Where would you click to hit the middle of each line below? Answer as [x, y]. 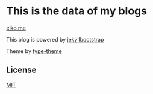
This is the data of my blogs [77, 11]
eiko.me [16, 28]
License [21, 70]
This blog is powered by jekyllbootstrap [55, 39]
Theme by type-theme [34, 51]
